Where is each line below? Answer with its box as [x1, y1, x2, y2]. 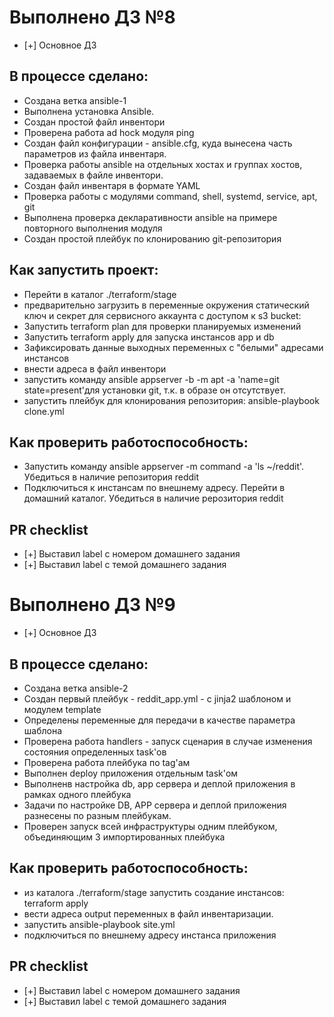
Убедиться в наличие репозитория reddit [23, 471, 200, 483]
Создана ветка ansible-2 [23, 682, 129, 694]
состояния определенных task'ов [23, 746, 167, 758]
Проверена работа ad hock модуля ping [23, 126, 195, 138]
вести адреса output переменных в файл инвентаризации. [23, 907, 274, 920]
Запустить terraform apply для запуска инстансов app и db [23, 331, 275, 343]
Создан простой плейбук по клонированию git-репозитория [23, 232, 282, 245]
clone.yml [23, 405, 65, 417]
